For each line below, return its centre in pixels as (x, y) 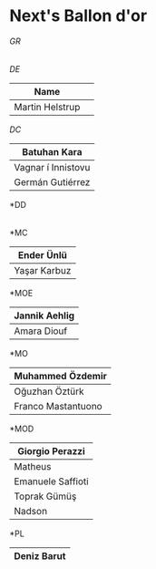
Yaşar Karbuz (43, 270)
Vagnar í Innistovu (52, 167)
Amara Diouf (41, 331)
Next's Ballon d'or (78, 16)
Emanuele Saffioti (51, 481)
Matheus (33, 466)
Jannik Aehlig (44, 316)
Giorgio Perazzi (52, 450)
